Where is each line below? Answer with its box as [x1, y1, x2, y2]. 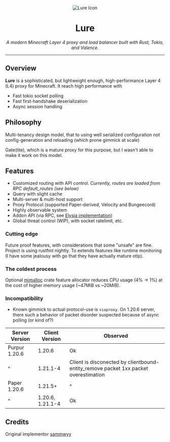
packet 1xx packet [104, 365, 148, 372]
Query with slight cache [12, 191, 62, 197]
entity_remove [69, 365, 103, 372]
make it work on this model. [5, 152, 63, 158]
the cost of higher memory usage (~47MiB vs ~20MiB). [5, 282, 120, 288]
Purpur [8, 344, 24, 351]
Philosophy [5, 118, 42, 127]
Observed [103, 332, 128, 339]
